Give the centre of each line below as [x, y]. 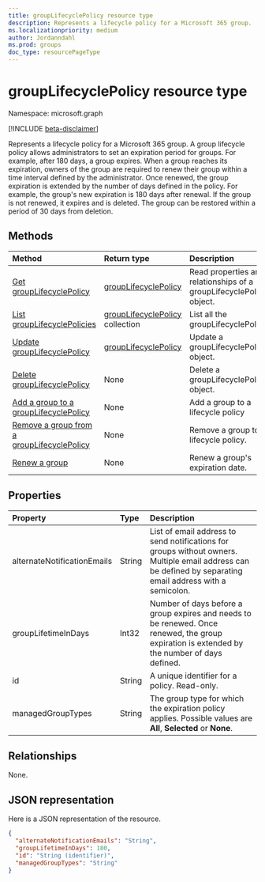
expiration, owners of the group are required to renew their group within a [128, 169]
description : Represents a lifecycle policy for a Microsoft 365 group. [130, 23]
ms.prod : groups [35, 45]
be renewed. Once [184, 623]
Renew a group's [220, 457]
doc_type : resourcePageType [54, 52]
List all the [208, 314]
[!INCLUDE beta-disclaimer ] [53, 128]
